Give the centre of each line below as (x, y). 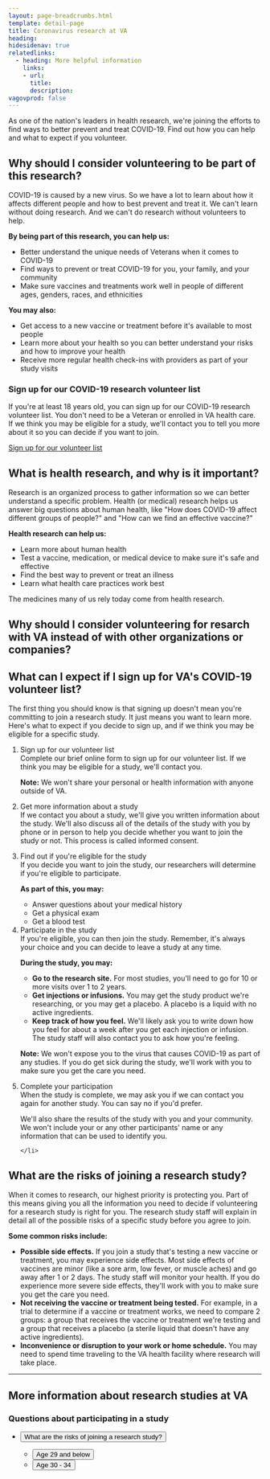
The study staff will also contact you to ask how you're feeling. (135, 1039)
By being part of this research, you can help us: (89, 236)
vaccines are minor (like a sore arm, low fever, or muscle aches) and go (138, 1269)
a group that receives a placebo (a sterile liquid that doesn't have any (135, 1329)
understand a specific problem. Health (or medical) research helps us (123, 501)
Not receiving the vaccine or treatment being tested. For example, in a (139, 1303)
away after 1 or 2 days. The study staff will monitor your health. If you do (140, 1277)
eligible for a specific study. (54, 734)
